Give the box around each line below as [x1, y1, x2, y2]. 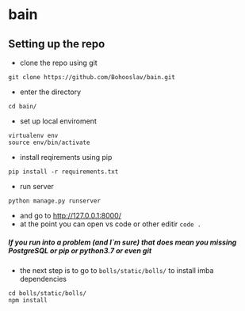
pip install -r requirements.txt [8, 168, 119, 176]
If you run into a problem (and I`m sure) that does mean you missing [8, 237, 237, 247]
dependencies [19, 274, 67, 283]
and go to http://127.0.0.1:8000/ [19, 211, 121, 220]
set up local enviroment [19, 116, 97, 126]
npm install [8, 296, 48, 304]
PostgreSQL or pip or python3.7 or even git [8, 245, 152, 255]
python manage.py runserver [8, 197, 101, 205]
